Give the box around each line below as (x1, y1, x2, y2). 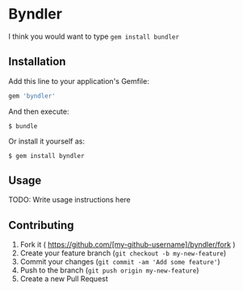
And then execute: (8, 106, 69, 116)
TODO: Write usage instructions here (8, 195, 131, 205)
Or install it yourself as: (8, 136, 85, 146)
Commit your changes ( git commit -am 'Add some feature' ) (19, 257, 220, 267)
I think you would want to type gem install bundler (8, 31, 180, 41)
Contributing (8, 218, 74, 232)
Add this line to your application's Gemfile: (8, 76, 149, 85)
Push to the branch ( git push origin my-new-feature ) (19, 265, 199, 275)
